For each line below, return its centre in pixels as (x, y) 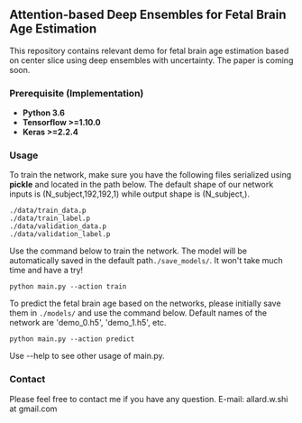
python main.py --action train (68, 287)
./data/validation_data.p (58, 226)
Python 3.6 (44, 113)
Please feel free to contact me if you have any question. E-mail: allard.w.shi (149, 399)
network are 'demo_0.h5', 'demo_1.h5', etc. (88, 323)
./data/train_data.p (48, 211)
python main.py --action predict (72, 339)
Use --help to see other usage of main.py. (87, 356)
